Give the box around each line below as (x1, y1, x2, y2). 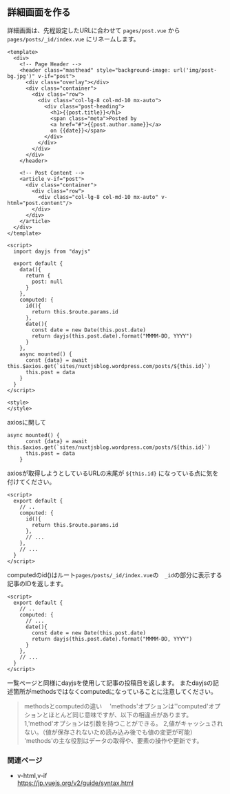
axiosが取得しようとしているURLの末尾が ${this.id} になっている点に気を (7, 469, 219, 477)
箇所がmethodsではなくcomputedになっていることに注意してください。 (12, 687, 217, 695)
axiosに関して (7, 418, 47, 426)
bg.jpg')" (7, 72, 36, 79)
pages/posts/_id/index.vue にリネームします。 (7, 35, 140, 43)
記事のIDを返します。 (7, 579, 67, 588)
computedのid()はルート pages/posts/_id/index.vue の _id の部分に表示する (7, 570, 222, 579)
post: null (32, 278, 63, 285)
